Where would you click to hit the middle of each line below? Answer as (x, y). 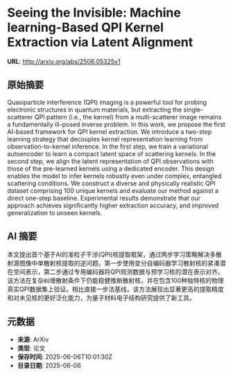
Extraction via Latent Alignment (100, 42)
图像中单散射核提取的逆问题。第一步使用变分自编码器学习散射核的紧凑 (119, 263)
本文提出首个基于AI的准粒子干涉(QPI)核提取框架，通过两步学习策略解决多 (112, 254)
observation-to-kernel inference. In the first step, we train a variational (107, 146)
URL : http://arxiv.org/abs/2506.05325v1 (64, 61)
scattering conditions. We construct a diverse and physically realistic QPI (112, 183)
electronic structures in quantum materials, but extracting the (95, 110)
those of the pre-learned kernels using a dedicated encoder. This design (111, 169)
